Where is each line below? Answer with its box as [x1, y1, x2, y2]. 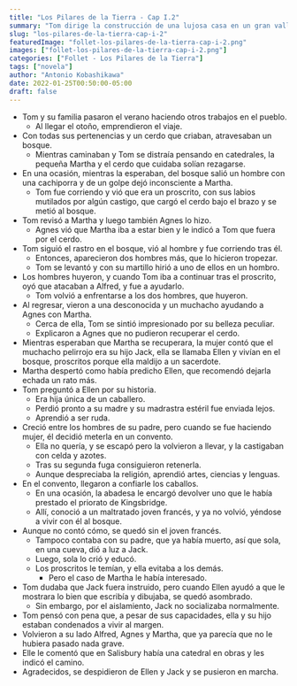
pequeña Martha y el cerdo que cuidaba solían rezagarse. [34, 158, 246, 169]
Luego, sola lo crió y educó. [34, 553, 137, 564]
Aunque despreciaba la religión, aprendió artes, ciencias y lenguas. [34, 468, 280, 479]
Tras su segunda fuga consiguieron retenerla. [34, 459, 202, 470]
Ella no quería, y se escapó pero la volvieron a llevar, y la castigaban [34, 440, 285, 451]
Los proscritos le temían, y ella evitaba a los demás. [34, 563, 224, 574]
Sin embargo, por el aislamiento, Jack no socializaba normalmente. [34, 600, 280, 611]
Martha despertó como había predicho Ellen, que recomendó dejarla [21, 365, 271, 376]
